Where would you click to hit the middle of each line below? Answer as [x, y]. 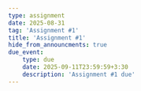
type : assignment [37, 15]
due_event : [26, 52]
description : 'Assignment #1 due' [79, 74]
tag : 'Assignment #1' [44, 30]
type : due [39, 60]
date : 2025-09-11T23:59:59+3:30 [75, 67]
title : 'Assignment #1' [47, 38]
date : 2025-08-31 [37, 23]
